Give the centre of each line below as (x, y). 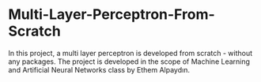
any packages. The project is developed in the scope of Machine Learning (129, 61)
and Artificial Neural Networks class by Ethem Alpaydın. (99, 69)
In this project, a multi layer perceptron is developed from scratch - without (130, 53)
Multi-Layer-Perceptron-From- (112, 15)
